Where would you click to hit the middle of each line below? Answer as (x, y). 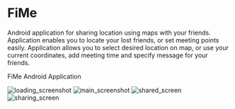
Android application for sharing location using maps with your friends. (109, 33)
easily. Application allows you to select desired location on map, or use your (118, 47)
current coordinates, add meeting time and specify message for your (108, 55)
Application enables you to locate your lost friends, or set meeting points (113, 40)
